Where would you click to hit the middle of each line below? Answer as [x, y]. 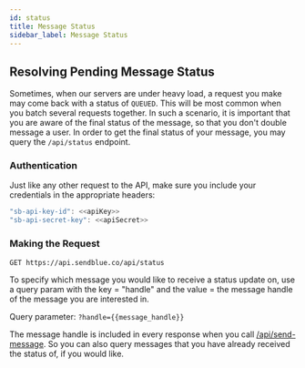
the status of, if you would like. [67, 353]
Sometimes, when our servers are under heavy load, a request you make [146, 94]
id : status [30, 18]
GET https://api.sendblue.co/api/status [87, 262]
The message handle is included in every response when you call [132, 334]
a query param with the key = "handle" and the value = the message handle [151, 289]
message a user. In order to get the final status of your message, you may [147, 132]
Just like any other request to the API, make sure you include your [133, 185]
